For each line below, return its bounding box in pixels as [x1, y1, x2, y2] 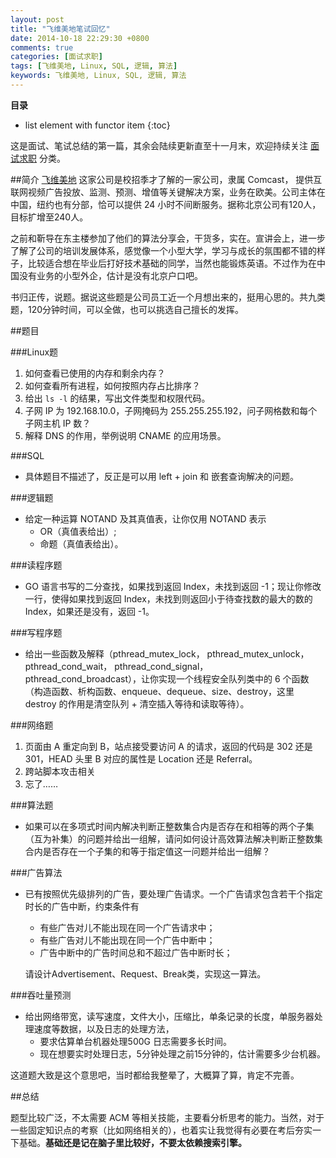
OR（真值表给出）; [39, 525, 117, 537]
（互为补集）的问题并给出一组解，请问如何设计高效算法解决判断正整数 [24, 832, 315, 845]
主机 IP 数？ [42, 417, 92, 429]
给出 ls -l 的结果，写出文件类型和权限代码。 [24, 392, 211, 404]
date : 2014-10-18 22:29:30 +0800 [10, 33, 150, 43]
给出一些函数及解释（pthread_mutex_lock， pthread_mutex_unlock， [24, 647, 310, 660]
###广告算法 [10, 866, 63, 878]
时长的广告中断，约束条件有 [24, 900, 140, 912]
